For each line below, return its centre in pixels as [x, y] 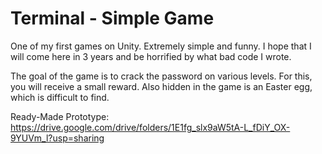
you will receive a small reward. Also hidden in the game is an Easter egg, [161, 86]
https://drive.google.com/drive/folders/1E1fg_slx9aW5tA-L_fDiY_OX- [150, 127]
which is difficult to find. [60, 97]
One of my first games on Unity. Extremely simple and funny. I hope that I [161, 46]
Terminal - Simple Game [112, 18]
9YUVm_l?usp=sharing [57, 138]
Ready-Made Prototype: [60, 116]
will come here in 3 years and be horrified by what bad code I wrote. [151, 56]
